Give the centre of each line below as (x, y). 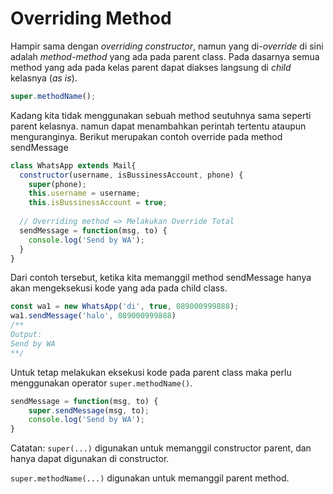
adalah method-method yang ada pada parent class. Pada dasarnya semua (165, 56)
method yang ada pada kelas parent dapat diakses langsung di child (151, 67)
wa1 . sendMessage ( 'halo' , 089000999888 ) (93, 316)
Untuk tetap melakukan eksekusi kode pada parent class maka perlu (151, 372)
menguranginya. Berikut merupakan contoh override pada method (146, 136)
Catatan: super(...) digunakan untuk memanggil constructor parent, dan (161, 448)
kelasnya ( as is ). (44, 78)
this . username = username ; (84, 193)
